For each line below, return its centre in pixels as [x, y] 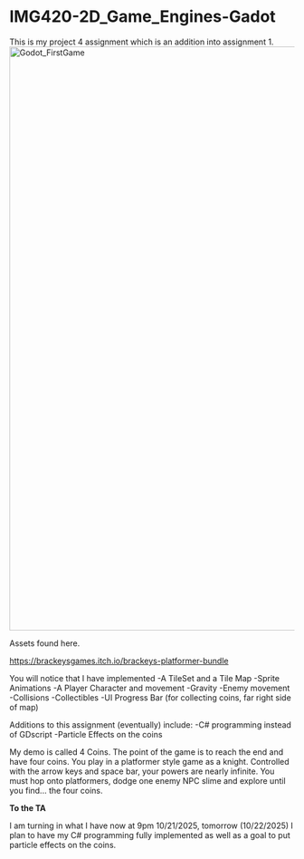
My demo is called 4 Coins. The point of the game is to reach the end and [146, 752]
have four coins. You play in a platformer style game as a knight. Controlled [149, 761]
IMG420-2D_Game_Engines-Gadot [142, 17]
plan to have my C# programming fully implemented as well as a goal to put [150, 835]
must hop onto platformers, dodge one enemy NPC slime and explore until [148, 780]
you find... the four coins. [56, 790]
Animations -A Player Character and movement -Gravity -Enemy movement [150, 688]
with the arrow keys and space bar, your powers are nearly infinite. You [142, 771]
